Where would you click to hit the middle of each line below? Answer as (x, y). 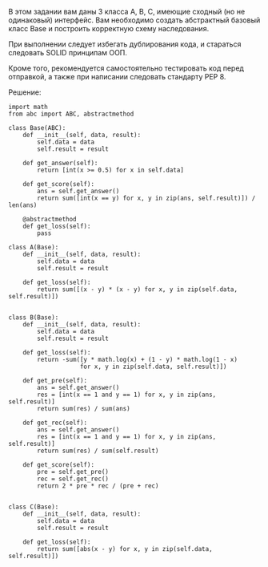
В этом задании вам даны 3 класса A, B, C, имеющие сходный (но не (127, 12)
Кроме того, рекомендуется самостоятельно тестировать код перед (126, 68)
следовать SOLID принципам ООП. (68, 53)
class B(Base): (34, 318)
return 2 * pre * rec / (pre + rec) (98, 486)
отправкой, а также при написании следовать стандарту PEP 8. (117, 77)
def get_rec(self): (55, 423)
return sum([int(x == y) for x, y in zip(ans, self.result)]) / (146, 198)
